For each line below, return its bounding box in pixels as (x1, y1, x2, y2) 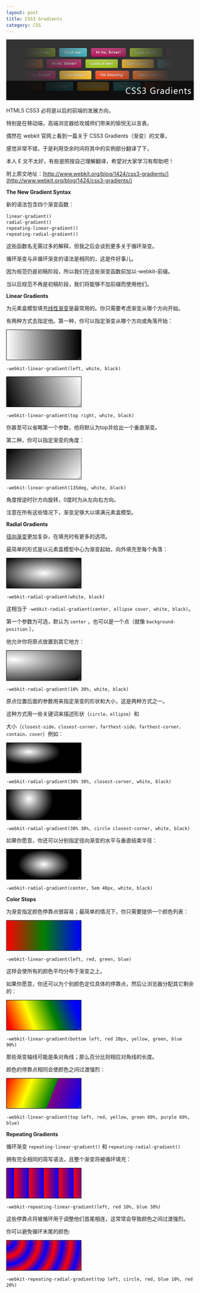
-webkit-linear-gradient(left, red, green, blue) (6, 956, 132, 962)
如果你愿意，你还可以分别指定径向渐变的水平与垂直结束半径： (6, 837, 158, 844)
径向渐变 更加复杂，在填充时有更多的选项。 (6, 533, 111, 540)
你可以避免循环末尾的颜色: (6, 1228, 71, 1235)
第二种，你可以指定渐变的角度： (6, 437, 85, 444)
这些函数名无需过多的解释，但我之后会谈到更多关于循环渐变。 (6, 243, 158, 250)
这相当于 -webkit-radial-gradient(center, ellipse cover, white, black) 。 (6, 605, 194, 613)
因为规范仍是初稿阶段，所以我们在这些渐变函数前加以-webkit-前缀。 (6, 268, 174, 275)
